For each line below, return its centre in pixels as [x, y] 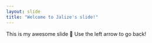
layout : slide [23, 11]
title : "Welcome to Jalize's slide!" [52, 17]
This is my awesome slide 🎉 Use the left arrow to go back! [76, 34]
